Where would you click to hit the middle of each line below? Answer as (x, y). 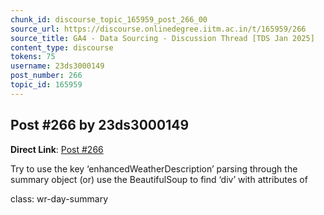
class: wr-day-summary (59, 198)
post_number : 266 (46, 76)
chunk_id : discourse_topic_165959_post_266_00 (109, 19)
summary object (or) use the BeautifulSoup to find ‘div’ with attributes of (159, 179)
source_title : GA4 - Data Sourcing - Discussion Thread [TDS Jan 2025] (162, 38)
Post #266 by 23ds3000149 (100, 125)
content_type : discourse (62, 47)
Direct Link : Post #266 (57, 149)
